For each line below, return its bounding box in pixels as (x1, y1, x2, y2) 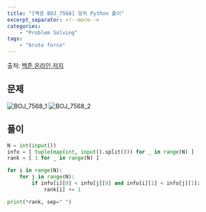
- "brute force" (19, 42, 66, 49)
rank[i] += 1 (43, 186, 81, 193)
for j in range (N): (19, 174, 75, 181)
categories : (7, 23, 41, 29)
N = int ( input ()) (7, 142, 57, 149)
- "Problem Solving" (19, 29, 78, 36)
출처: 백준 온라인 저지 (7, 62, 64, 69)
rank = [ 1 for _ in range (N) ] (7, 155, 99, 161)
